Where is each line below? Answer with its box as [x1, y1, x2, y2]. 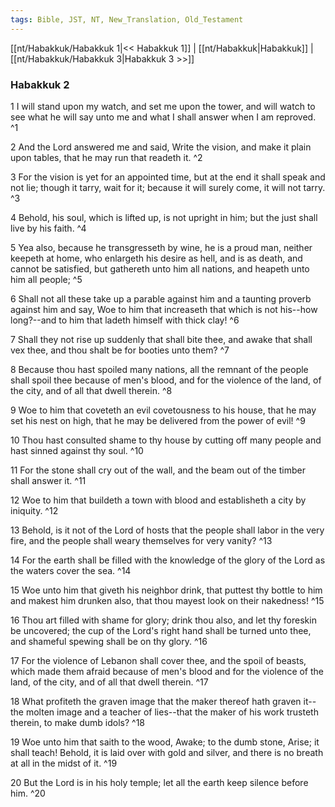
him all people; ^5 [10, 273, 83, 285]
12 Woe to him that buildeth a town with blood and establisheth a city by [10, 494, 307, 506]
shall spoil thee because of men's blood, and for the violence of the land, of [10, 374, 322, 386]
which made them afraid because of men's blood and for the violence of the [10, 665, 325, 677]
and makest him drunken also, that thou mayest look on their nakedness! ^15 [10, 594, 325, 606]
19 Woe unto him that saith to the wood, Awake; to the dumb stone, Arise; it [10, 736, 320, 748]
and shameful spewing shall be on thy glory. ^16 [10, 635, 208, 647]
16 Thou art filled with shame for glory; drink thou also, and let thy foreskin [10, 614, 317, 626]
